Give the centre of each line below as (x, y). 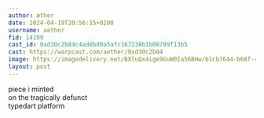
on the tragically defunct (48, 97)
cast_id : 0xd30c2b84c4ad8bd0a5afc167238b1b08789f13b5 (98, 45)
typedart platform (37, 105)
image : (19, 60)
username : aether (37, 30)
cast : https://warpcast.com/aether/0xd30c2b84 (86, 52)
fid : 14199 (26, 37)
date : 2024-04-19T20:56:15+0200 (61, 23)
